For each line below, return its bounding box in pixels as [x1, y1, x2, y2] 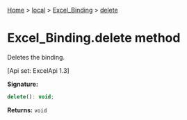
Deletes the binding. [7, 53, 65, 61]
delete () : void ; [7, 93, 54, 100]
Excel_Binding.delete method [7, 31, 181, 46]
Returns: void [7, 105, 47, 114]
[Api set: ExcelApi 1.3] [7, 66, 70, 75]
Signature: [7, 80, 38, 88]
